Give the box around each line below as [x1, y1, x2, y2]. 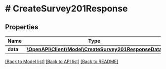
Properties [5, 23, 39, 31]
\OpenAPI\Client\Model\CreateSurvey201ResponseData [26, 46, 162, 53]
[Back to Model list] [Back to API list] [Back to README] [5, 59, 119, 65]
